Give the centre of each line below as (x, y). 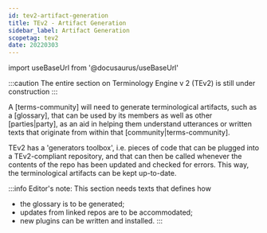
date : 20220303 (33, 45)
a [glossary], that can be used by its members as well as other (110, 115)
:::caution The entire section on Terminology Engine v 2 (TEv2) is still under (132, 83)
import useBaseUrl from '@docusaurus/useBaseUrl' (94, 68)
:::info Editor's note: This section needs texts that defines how (110, 188)
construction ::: (33, 91)
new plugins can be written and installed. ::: (91, 221)
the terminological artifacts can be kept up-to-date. (92, 173)
